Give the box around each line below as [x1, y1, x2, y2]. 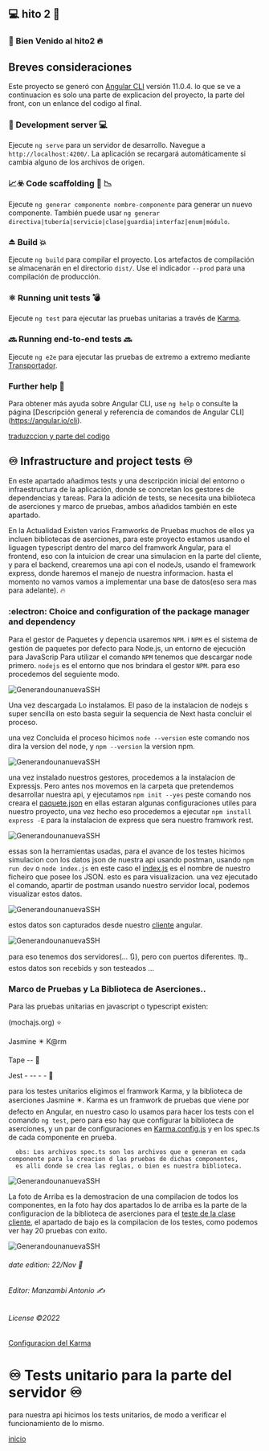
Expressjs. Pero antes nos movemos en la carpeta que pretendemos [8, 781, 234, 791]
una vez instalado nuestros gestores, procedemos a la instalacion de [8, 772, 235, 782]
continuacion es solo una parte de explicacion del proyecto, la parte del [8, 90, 245, 100]
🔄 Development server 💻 [8, 120, 108, 131]
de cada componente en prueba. [8, 1132, 117, 1143]
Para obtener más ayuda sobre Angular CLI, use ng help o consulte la [8, 398, 238, 408]
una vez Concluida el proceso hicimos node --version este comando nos [8, 733, 251, 743]
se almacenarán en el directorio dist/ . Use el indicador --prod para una [8, 263, 246, 273]
